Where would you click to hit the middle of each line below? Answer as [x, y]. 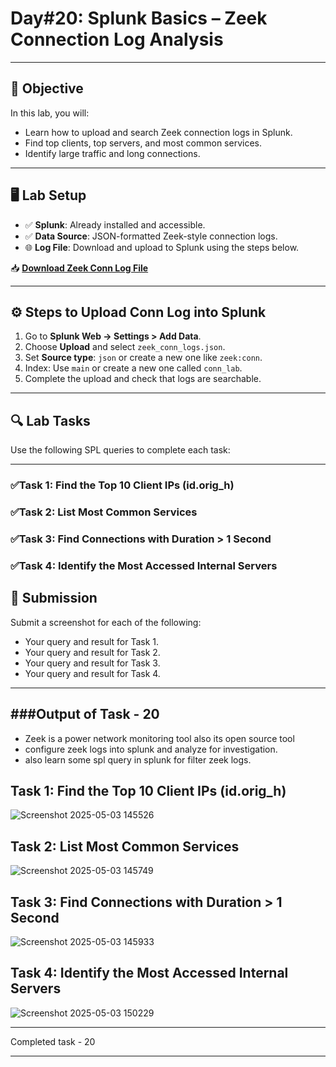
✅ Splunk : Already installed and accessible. [115, 224]
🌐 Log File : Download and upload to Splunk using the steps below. [162, 247]
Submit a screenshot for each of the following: [106, 622]
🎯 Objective [47, 88]
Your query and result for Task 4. [92, 673]
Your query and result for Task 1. [92, 641]
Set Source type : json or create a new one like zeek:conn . [143, 358]
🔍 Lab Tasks [50, 420]
